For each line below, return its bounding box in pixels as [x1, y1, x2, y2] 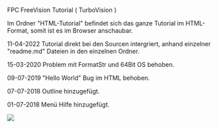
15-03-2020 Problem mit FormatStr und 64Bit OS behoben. [7, 61, 175, 68]
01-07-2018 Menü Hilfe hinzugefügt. [7, 100, 110, 109]
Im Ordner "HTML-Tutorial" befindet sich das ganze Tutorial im [7, 19, 184, 27]
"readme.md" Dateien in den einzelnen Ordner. [7, 47, 140, 55]
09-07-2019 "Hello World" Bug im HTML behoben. [7, 74, 150, 82]
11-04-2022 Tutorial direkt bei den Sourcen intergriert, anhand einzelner [7, 40, 211, 47]
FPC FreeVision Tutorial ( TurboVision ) [7, 6, 117, 14]
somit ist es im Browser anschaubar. [30, 27, 133, 34]
